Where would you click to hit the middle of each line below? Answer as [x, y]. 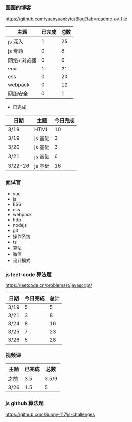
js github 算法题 [25, 403]
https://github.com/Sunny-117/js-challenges [50, 414]
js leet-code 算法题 [29, 274]
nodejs [20, 225]
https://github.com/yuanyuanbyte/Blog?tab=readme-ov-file [66, 19]
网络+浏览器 [22, 61]
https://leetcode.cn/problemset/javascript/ [49, 285]
